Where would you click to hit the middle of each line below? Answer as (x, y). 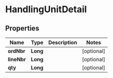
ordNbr (16, 51)
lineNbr (17, 59)
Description (63, 43)
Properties (22, 28)
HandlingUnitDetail (46, 9)
